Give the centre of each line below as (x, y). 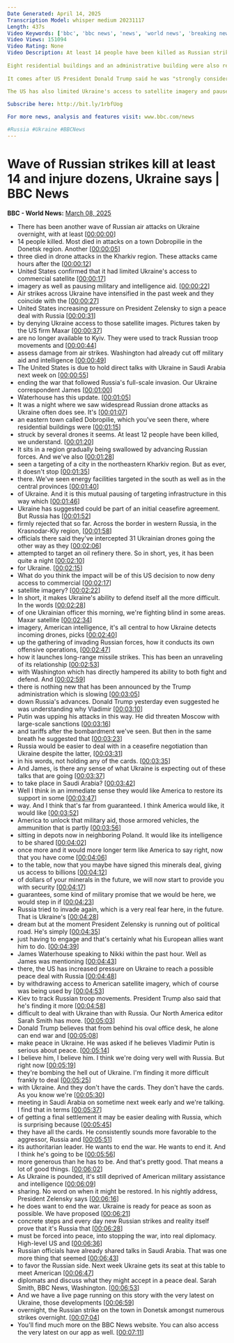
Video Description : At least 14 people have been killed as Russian (109, 53)
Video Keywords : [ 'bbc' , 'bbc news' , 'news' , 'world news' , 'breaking (112, 33)
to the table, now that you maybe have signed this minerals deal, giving (119, 865)
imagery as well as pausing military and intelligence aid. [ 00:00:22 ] (114, 286)
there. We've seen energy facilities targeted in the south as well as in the (122, 478)
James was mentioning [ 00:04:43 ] (67, 961)
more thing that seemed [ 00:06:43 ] (68, 1258)
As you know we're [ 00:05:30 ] (61, 1094)
